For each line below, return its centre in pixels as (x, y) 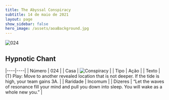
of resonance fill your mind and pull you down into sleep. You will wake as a (84, 86)
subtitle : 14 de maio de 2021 (37, 15)
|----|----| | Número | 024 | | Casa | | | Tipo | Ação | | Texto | (83, 70)
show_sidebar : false (27, 24)
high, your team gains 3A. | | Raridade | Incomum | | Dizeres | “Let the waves (85, 81)
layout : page (19, 19)
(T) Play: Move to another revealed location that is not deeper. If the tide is (82, 76)
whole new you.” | (24, 92)
